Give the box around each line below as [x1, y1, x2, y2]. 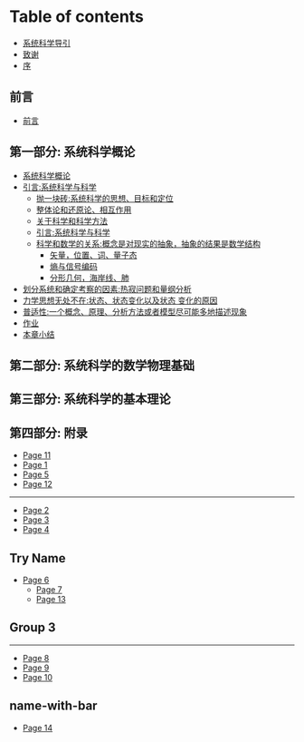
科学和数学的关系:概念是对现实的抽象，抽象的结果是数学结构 [35, 238, 261, 249]
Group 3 [9, 620, 56, 636]
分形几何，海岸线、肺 [49, 272, 129, 283]
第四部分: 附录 [9, 425, 88, 441]
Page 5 [22, 469, 50, 480]
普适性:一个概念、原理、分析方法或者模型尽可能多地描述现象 [22, 306, 247, 317]
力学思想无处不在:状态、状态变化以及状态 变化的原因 [22, 295, 218, 306]
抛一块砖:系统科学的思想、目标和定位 [35, 192, 174, 203]
